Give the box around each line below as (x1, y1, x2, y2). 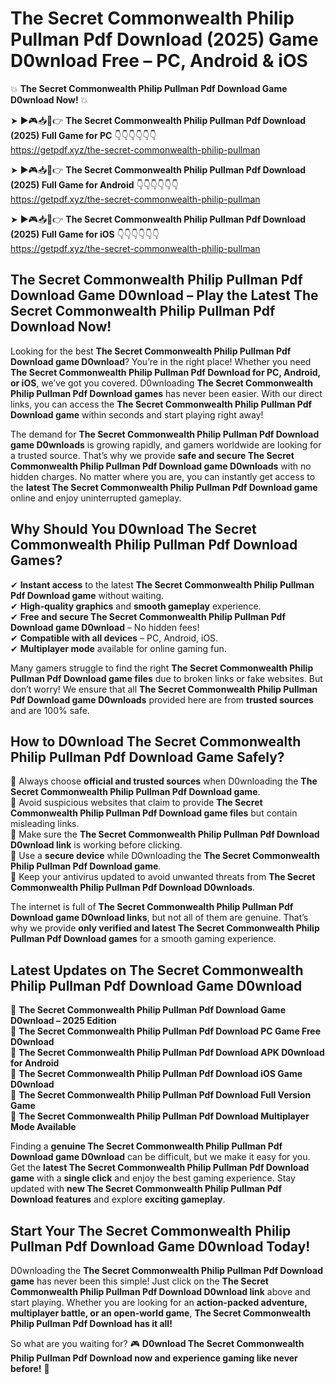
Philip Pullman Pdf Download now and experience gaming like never (10, 1352, 298, 1364)
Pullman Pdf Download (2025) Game (10, 28, 319, 51)
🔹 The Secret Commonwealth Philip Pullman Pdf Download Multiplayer (10, 1110, 310, 1122)
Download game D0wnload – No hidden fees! (10, 621, 200, 633)
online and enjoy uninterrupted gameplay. (10, 492, 182, 504)
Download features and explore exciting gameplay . (10, 1193, 226, 1206)
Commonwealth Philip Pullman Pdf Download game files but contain (10, 807, 298, 819)
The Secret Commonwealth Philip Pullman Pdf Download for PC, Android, (10, 366, 321, 378)
